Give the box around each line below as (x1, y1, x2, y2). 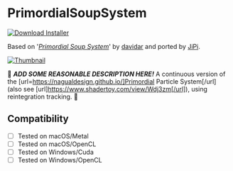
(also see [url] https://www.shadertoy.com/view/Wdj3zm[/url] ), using (7, 84, 208, 93)
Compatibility (7, 113, 69, 125)
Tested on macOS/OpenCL (17, 140, 97, 148)
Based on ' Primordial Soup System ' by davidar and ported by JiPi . (7, 42, 200, 50)
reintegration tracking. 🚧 (7, 92, 78, 101)
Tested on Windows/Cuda (17, 148, 94, 156)
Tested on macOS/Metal (17, 131, 89, 140)
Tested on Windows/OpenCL (17, 155, 102, 164)
